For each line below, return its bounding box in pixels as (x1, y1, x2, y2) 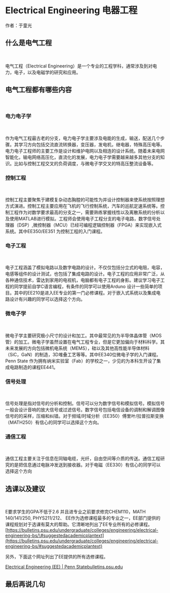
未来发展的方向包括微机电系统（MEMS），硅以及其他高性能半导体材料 (5, 345, 150, 351)
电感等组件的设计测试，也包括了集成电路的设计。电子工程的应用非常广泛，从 (5, 271, 165, 277)
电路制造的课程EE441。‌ (9, 364, 58, 370)
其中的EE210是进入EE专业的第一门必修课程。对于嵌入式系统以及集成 (14, 290, 156, 296)
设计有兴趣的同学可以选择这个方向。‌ (9, 296, 85, 302)
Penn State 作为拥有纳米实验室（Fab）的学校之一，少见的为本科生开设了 (5, 358, 157, 364)
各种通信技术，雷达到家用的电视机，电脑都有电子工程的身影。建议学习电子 (5, 277, 160, 283)
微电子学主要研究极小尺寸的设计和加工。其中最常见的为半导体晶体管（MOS (5, 332, 162, 339)
